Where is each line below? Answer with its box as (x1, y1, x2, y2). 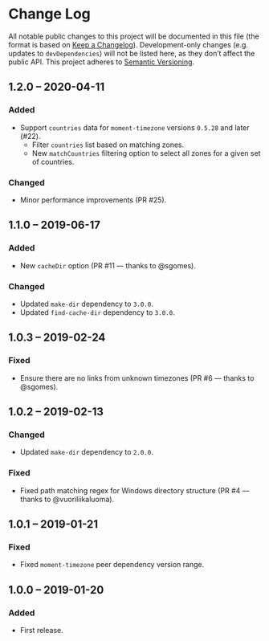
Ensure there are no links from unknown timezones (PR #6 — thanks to (19, 373, 255, 382)
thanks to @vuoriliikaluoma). (19, 494, 115, 504)
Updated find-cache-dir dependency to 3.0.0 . (19, 307, 175, 317)
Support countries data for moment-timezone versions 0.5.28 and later (19, 122, 251, 133)
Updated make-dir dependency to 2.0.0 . (19, 447, 154, 457)
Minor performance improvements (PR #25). (19, 194, 167, 205)
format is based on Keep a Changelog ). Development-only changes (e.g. (8, 39, 249, 49)
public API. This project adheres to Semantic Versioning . (8, 57, 195, 67)
